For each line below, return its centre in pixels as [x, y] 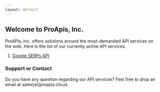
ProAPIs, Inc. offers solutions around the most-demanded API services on [79, 41]
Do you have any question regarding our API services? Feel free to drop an [80, 79]
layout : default [22, 10]
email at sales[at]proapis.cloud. [37, 84]
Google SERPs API [31, 56]
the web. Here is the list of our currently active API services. [66, 46]
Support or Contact [29, 69]
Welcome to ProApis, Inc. [45, 30]
